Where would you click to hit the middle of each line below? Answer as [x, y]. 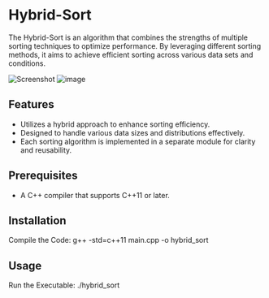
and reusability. [46, 150]
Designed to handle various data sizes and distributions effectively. [132, 132]
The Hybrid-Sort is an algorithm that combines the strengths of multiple [128, 37]
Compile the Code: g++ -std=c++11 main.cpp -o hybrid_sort [108, 240]
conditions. [27, 63]
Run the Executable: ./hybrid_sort [64, 285]
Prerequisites [43, 176]
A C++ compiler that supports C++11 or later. [95, 195]
